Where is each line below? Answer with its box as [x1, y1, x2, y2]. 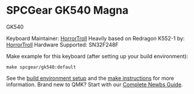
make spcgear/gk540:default [6, 64, 77, 70]
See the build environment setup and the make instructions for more [6, 74, 175, 82]
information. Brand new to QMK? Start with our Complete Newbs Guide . [6, 81, 183, 88]
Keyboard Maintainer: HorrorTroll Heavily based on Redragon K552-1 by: [6, 35, 185, 42]
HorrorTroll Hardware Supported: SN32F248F [6, 41, 119, 48]
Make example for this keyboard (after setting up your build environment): [6, 52, 189, 59]
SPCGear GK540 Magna [6, 4, 129, 17]
